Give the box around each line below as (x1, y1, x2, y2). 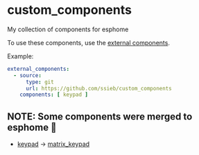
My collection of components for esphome (7, 25, 129, 33)
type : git (25, 79, 54, 85)
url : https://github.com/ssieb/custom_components (25, 85, 172, 92)
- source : (13, 72, 42, 79)
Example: (7, 51, 34, 60)
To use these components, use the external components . (7, 38, 170, 47)
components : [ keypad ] (19, 91, 89, 99)
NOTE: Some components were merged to (7, 111, 193, 122)
